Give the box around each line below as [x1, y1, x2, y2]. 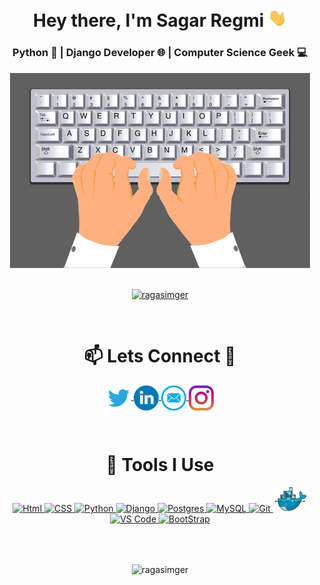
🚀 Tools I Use [105, 453, 215, 476]
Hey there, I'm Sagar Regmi [33, 9, 265, 32]
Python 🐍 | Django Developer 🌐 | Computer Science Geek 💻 [12, 46, 308, 60]
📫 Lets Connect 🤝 [83, 344, 237, 367]
